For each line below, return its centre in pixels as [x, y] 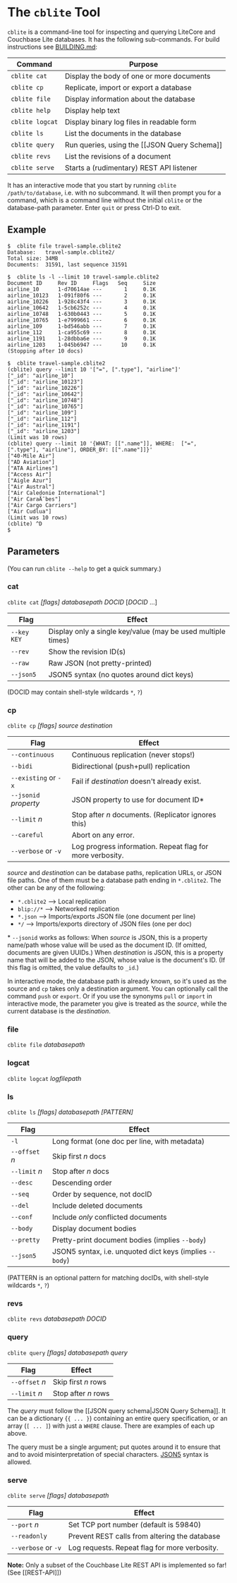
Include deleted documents [97, 1206]
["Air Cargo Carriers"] [42, 505]
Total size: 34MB [33, 258]
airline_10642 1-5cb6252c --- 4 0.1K [82, 307]
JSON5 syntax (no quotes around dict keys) [121, 674]
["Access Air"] [30, 474]
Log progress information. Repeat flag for [140, 847]
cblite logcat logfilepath [44, 1078]
